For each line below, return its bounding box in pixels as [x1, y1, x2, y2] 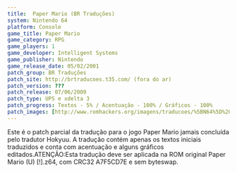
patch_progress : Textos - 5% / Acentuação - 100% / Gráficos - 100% [7, 102, 213, 109]
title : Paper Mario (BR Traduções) [7, 10, 115, 18]
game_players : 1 [7, 43, 55, 50]
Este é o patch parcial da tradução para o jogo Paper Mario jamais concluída [7, 127, 229, 136]
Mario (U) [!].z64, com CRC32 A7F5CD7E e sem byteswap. [7, 158, 178, 166]
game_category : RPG [7, 37, 65, 44]
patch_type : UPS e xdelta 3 [7, 96, 90, 103]
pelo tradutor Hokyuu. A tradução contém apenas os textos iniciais [7, 135, 202, 143]
